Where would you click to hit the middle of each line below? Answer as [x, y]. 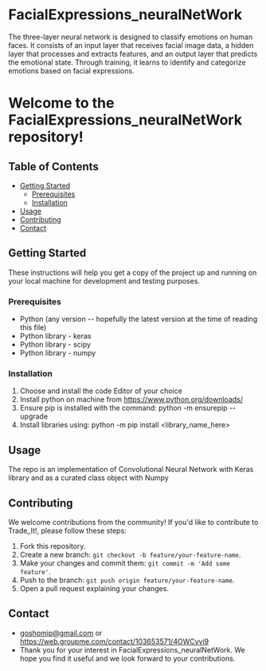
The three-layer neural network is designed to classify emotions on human [131, 37]
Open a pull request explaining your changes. [94, 588]
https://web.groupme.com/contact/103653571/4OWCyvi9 [114, 641]
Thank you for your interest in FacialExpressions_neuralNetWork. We [132, 649]
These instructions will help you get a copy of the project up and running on [133, 272]
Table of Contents [54, 167]
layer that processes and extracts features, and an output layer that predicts [133, 54]
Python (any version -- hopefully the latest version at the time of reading [139, 319]
